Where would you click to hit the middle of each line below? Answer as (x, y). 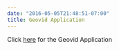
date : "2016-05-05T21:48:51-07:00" (58, 13)
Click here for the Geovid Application (60, 39)
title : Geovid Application (46, 20)
